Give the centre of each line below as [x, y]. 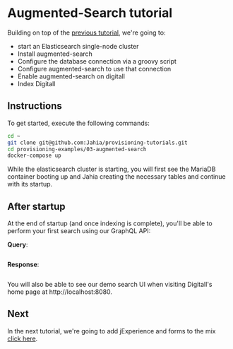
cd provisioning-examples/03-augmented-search [77, 149]
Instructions [35, 106]
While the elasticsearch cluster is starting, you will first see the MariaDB [112, 169]
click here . [23, 338]
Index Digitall [36, 83]
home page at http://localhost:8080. [60, 292]
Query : [18, 244]
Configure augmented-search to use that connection [94, 69]
